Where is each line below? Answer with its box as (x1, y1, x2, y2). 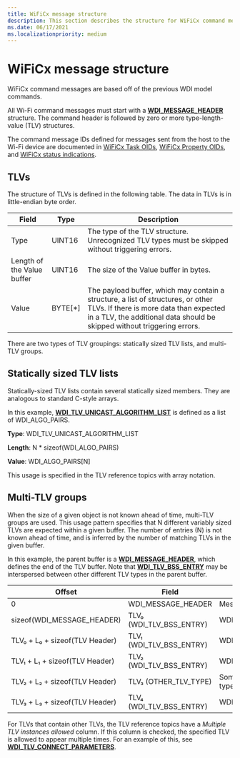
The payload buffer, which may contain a (87, 285, 225, 295)
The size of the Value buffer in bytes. (87, 265, 211, 275)
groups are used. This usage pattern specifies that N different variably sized (7, 518, 232, 527)
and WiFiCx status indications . (7, 151, 97, 159)
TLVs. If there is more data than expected (87, 303, 226, 313)
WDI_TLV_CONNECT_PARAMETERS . (7, 742, 116, 751)
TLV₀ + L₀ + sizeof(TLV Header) (11, 635, 117, 645)
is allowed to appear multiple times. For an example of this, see (7, 734, 193, 743)
